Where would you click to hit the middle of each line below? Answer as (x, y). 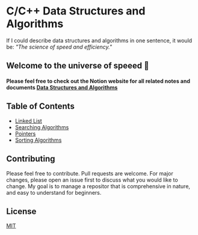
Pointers (25, 133)
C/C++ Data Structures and (76, 11)
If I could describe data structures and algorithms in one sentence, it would (99, 40)
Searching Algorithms (42, 127)
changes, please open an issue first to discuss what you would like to (92, 180)
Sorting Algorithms (38, 140)
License (21, 211)
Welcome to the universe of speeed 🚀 (78, 66)
